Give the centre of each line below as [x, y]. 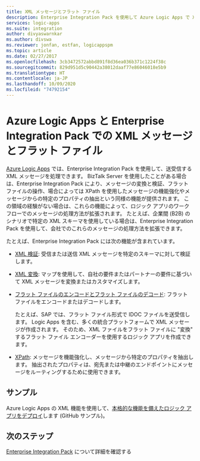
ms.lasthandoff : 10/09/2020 [41, 84]
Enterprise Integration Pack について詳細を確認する [69, 451]
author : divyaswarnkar [34, 34]
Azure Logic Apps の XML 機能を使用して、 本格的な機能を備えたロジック [96, 408]
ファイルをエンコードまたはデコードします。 [69, 301]
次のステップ [30, 436]
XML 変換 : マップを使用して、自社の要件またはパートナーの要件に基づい [103, 274]
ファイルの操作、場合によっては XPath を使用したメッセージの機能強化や [96, 191]
